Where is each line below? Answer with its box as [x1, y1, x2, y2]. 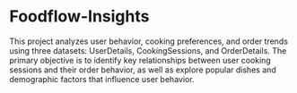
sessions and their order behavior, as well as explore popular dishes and [9, 64, 276, 75]
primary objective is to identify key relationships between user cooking [9, 55, 271, 65]
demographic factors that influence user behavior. [9, 73, 195, 84]
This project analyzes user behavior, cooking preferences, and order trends [9, 36, 289, 46]
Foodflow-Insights [9, 6, 150, 27]
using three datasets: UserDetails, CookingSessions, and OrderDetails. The [9, 45, 287, 55]
